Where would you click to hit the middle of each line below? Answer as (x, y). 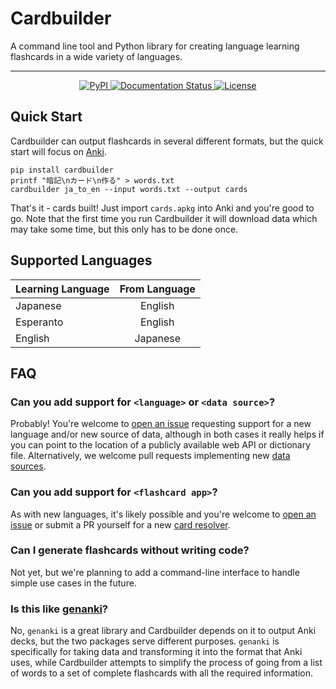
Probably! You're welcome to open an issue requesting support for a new (161, 424)
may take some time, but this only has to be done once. (124, 229)
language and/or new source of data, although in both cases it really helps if (167, 434)
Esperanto (39, 322)
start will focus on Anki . (58, 151)
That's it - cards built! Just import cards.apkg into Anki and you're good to (162, 208)
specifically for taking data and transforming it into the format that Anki (156, 652)
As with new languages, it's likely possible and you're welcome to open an (163, 514)
